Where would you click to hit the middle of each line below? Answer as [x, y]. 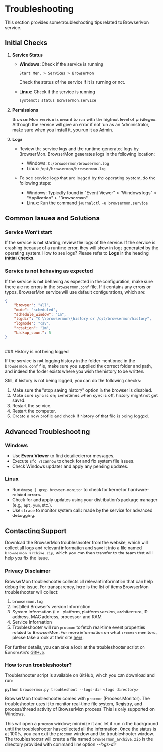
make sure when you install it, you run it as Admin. [62, 130]
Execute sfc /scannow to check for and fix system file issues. [73, 461]
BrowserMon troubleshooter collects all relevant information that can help [79, 581]
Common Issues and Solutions [52, 218]
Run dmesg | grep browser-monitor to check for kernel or [70, 490]
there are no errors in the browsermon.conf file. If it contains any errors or [78, 287]
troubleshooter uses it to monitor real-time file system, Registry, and [74, 704]
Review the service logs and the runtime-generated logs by [79, 148]
